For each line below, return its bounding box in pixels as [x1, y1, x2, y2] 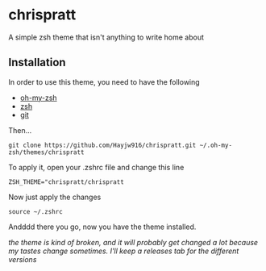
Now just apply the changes [8, 192, 102, 202]
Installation [8, 56, 66, 69]
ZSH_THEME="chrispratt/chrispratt [8, 177, 125, 186]
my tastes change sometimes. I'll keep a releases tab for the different [8, 246, 239, 256]
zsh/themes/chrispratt [8, 148, 85, 156]
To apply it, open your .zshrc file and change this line [8, 162, 185, 172]
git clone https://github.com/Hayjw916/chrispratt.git [8, 141, 197, 149]
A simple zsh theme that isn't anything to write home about [8, 32, 204, 42]
